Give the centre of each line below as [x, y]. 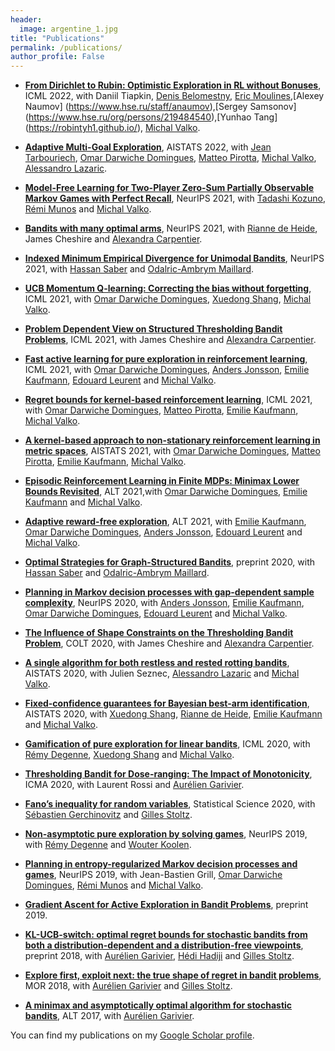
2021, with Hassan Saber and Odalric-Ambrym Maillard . [139, 269]
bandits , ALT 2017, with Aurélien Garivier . [109, 1016]
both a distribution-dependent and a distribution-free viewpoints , [164, 945]
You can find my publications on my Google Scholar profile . [132, 1035]
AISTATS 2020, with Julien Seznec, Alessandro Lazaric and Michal [162, 673]
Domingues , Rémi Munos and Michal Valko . [114, 885]
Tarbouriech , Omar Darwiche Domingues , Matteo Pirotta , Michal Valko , [170, 158]
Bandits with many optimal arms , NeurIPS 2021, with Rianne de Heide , [171, 228]
